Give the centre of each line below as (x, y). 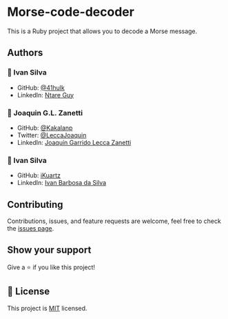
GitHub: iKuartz (39, 175)
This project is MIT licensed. (47, 308)
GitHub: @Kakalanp (45, 128)
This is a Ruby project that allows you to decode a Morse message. (102, 31)
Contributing (35, 204)
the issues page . (31, 229)
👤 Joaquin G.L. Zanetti (45, 113)
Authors (25, 53)
